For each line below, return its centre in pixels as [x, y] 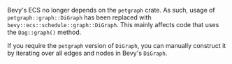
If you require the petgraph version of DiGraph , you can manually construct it [117, 46]
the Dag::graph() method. [44, 32]
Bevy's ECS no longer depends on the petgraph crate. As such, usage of [111, 10]
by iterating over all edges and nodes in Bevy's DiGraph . [87, 53]
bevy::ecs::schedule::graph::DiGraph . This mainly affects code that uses [113, 25]
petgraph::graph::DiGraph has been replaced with [79, 17]
